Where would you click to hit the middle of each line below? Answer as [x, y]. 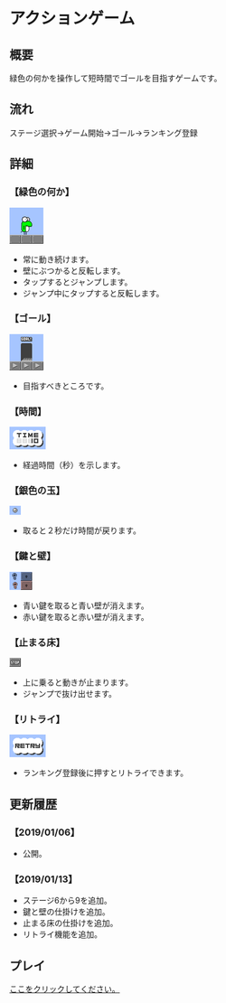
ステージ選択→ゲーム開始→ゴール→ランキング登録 [104, 133]
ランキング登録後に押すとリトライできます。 [105, 773]
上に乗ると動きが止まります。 [78, 682]
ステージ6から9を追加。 [67, 901]
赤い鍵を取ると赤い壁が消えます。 [85, 616]
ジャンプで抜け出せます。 [70, 693]
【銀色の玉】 [38, 491]
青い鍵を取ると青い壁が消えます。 [85, 605]
